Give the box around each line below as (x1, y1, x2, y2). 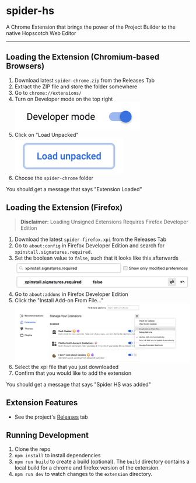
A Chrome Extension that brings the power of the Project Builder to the (6, 23, 176, 30)
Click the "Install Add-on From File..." (14, 296, 104, 303)
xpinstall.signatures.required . (14, 248, 92, 255)
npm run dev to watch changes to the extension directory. (14, 471, 153, 478)
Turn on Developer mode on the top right (14, 95, 113, 102)
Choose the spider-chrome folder (14, 174, 94, 181)
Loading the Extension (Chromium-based (6, 52, 159, 62)
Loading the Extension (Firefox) (6, 203, 123, 213)
